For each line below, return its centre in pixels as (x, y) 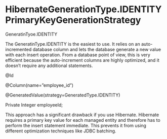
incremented (18, 49)
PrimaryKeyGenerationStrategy (73, 20)
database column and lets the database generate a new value (97, 49)
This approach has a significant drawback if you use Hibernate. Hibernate (82, 115)
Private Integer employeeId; (34, 105)
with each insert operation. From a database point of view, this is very (78, 55)
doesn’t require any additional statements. (49, 65)
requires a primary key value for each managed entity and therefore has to (83, 120)
